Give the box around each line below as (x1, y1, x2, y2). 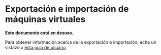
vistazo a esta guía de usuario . (5, 44, 67, 50)
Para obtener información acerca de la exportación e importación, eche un (5, 39, 157, 45)
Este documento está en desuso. (5, 30, 74, 36)
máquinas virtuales (5, 14, 86, 25)
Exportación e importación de (5, 3, 129, 15)
